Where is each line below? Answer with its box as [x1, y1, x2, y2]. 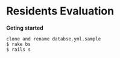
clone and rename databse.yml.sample [6, 36, 101, 42]
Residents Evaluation [6, 4, 115, 18]
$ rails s [6, 47, 31, 53]
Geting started [6, 24, 43, 31]
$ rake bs [6, 41, 31, 47]
